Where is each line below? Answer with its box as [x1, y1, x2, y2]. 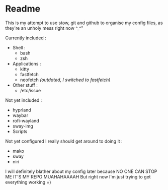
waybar [12, 112, 29, 118]
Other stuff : [12, 82, 38, 88]
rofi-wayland [12, 117, 39, 123]
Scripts [12, 128, 28, 134]
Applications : [12, 60, 41, 67]
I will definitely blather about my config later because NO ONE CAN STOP [5, 168, 157, 174]
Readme [5, 3, 41, 15]
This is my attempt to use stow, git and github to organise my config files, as [5, 20, 163, 26]
